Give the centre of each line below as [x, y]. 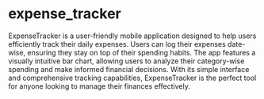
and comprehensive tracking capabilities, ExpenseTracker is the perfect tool [132, 78]
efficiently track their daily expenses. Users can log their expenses [117, 44]
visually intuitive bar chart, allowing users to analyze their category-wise [126, 61]
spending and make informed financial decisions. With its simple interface [129, 69]
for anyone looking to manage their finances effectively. [99, 86]
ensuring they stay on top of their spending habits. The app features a [142, 52]
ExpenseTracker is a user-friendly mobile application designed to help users [132, 36]
